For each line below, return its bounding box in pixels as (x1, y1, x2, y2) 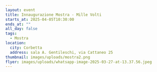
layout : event (5, 7, 36, 13)
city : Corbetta (10, 45, 42, 50)
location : (5, 41, 27, 46)
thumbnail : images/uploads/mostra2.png (5, 54, 91, 60)
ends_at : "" (5, 21, 31, 27)
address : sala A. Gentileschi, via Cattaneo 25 (10, 50, 114, 55)
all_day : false (5, 26, 38, 31)
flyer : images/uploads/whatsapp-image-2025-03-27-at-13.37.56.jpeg (5, 59, 152, 64)
